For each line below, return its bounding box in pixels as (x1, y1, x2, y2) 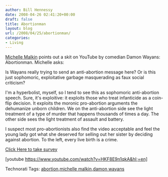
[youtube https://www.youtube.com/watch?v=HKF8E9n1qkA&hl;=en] (5, 156, 148, 162)
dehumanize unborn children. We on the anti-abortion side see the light (5, 105, 153, 111)
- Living (5, 40, 24, 45)
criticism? (5, 79, 25, 85)
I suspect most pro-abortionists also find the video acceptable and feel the (5, 126, 160, 132)
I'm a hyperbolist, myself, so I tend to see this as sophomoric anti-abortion (5, 89, 159, 96)
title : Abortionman (5, 21, 46, 27)
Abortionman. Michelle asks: (5, 59, 64, 65)
